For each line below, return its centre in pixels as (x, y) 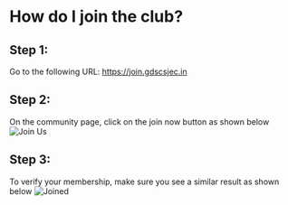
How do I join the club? (96, 17)
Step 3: (30, 160)
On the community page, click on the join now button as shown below (139, 121)
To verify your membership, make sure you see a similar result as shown (144, 182)
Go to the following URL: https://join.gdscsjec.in (98, 71)
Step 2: (30, 100)
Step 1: (29, 50)
